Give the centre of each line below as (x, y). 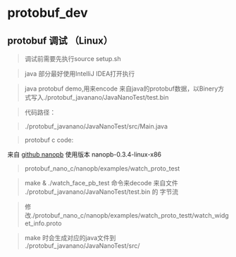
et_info (35, 223)
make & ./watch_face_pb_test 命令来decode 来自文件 (101, 183)
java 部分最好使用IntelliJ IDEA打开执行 (80, 74)
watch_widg (211, 215)
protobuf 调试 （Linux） (60, 40)
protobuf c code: (49, 140)
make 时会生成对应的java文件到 (70, 238)
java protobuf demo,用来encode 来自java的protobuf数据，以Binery (121, 88)
